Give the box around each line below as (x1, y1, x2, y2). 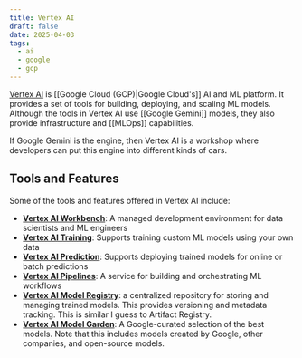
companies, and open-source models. (22, 337, 165, 349)
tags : (9, 38, 30, 48)
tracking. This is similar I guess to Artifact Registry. (22, 309, 212, 320)
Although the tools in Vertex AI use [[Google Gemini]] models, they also (9, 108, 276, 119)
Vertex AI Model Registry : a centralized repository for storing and (22, 289, 269, 300)
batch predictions (22, 260, 89, 272)
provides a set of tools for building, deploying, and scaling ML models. (9, 98, 271, 109)
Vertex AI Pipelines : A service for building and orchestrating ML (22, 270, 262, 281)
